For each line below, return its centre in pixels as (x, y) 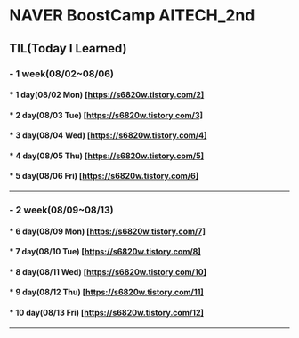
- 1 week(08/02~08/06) (61, 74)
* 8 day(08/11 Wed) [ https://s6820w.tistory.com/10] (108, 271)
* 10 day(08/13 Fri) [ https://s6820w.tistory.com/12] (107, 312)
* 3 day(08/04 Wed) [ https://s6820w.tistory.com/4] (108, 135)
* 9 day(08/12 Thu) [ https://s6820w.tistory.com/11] (107, 292)
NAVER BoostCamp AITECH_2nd (132, 16)
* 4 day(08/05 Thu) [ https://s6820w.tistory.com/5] (107, 156)
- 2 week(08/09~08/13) (61, 210)
